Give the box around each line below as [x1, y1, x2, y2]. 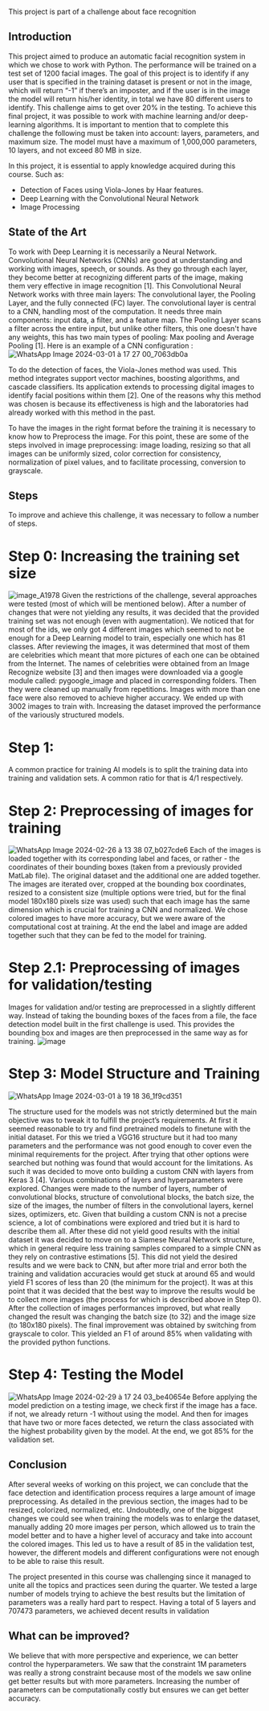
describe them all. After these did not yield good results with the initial [8, 1226, 240, 1236]
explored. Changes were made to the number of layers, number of [8, 1184, 227, 1193]
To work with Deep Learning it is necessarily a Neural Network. [8, 247, 218, 256]
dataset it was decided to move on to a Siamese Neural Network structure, [8, 1235, 255, 1245]
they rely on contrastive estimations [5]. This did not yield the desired [8, 1252, 238, 1262]
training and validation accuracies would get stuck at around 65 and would [8, 1269, 255, 1279]
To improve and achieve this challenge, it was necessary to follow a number [8, 510, 259, 520]
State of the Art [8, 225, 87, 239]
